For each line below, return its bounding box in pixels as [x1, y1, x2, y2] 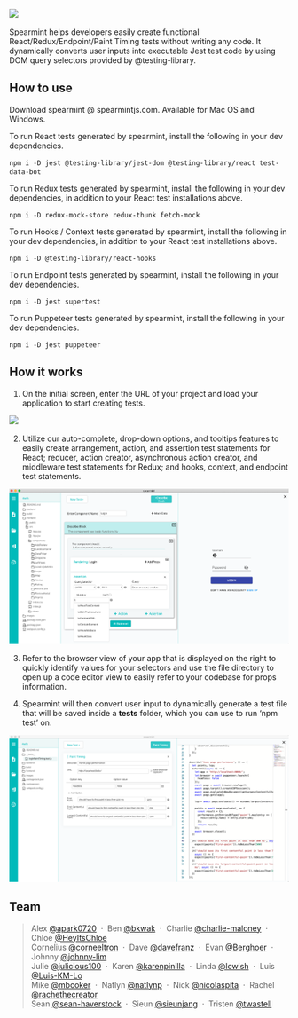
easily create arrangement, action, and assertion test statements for [21, 442, 271, 453]
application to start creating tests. [21, 398, 145, 408]
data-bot [9, 167, 42, 177]
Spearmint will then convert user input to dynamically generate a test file [21, 698, 288, 709]
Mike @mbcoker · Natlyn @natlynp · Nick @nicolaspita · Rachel [30, 979, 275, 990]
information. [21, 681, 67, 691]
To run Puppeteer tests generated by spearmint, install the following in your [9, 312, 286, 323]
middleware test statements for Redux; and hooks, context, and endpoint [21, 462, 288, 472]
